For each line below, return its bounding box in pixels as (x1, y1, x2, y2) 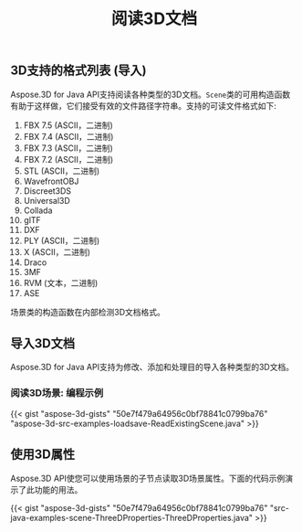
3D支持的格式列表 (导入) (10, 63, 147, 79)
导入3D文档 (10, 335, 76, 351)
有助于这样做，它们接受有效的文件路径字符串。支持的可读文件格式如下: (10, 100, 277, 111)
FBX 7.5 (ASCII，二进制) (23, 120, 113, 131)
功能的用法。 (34, 484, 83, 495)
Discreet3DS (23, 185, 72, 197)
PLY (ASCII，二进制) (23, 235, 100, 246)
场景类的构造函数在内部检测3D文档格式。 (10, 306, 165, 317)
